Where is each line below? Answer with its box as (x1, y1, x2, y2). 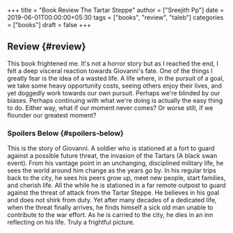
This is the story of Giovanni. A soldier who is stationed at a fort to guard (7, 144, 215, 152)
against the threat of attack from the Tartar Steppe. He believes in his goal (7, 188, 220, 197)
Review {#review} (7, 41, 86, 53)
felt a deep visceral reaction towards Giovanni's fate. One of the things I (7, 66, 214, 75)
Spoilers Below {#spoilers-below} (7, 128, 124, 138)
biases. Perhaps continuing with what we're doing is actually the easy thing (7, 96, 223, 104)
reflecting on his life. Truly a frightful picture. (7, 218, 135, 227)
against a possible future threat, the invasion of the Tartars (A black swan (7, 152, 218, 160)
